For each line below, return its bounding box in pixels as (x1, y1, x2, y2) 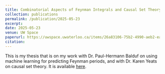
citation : (5, 39, 26, 44)
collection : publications (5, 12, 58, 17)
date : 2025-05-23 (5, 26, 41, 31)
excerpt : (5, 21, 23, 26)
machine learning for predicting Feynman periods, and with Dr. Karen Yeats (5, 58, 157, 64)
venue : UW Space (5, 30, 38, 35)
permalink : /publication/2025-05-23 (5, 16, 80, 21)
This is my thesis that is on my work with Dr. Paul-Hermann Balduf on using (5, 53, 158, 59)
